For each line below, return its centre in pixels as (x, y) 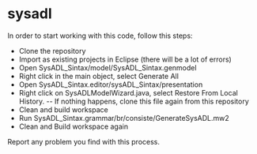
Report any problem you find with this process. (83, 141)
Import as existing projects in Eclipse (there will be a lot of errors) (125, 59)
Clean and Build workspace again (73, 126)
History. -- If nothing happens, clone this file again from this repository (134, 101)
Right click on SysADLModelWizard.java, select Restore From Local (128, 92)
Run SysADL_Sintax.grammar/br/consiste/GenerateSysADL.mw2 (124, 118)
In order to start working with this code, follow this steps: (100, 36)
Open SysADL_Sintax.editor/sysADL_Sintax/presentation (111, 85)
